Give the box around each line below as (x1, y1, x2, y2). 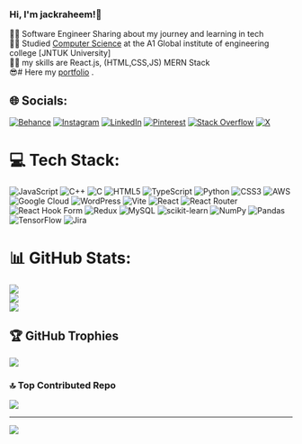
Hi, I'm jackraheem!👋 (9, 8, 102, 21)
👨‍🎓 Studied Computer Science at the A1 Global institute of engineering (9, 38, 270, 49)
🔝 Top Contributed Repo (9, 378, 117, 391)
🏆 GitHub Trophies (9, 329, 120, 344)
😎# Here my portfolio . (9, 67, 94, 77)
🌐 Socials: (9, 93, 68, 108)
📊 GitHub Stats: (9, 248, 132, 268)
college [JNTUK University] (9, 48, 111, 59)
